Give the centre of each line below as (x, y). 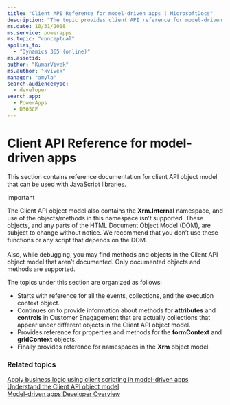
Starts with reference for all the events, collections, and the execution (115, 295)
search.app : (24, 97)
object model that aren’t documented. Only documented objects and (104, 262)
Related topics (32, 364)
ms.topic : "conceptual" (41, 39)
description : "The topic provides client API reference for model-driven (115, 20)
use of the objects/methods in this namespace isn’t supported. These (105, 218)
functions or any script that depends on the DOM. (77, 240)
